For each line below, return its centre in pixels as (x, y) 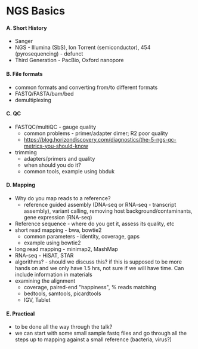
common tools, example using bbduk (69, 171)
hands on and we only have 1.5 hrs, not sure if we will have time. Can (99, 268)
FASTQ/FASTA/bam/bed (44, 93)
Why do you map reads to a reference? (63, 198)
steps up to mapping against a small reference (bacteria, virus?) (93, 339)
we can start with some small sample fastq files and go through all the (100, 333)
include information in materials (53, 274)
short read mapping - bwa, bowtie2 (58, 230)
